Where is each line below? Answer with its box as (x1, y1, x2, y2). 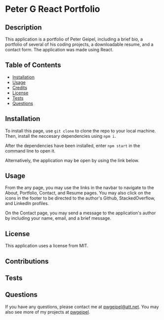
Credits (12, 84, 28, 90)
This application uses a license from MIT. (5, 243, 89, 249)
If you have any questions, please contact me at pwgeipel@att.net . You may (5, 304, 159, 310)
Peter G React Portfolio (5, 3, 100, 15)
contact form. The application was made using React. (5, 47, 114, 52)
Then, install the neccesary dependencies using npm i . (5, 133, 116, 139)
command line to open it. (5, 148, 56, 154)
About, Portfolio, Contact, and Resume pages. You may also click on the (5, 190, 151, 196)
